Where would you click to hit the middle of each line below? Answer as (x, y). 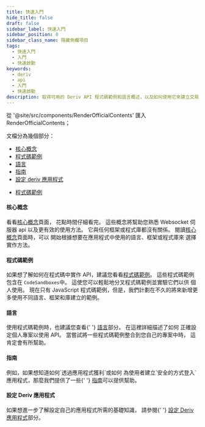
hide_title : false (30, 18)
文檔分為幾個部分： (31, 135)
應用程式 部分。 (25, 417)
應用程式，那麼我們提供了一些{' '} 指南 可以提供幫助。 (73, 380)
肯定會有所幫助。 (28, 343)
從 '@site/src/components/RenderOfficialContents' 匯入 (76, 115)
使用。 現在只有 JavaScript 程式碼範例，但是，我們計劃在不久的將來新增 (102, 290)
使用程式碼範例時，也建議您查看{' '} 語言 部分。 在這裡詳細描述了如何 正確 (99, 328)
